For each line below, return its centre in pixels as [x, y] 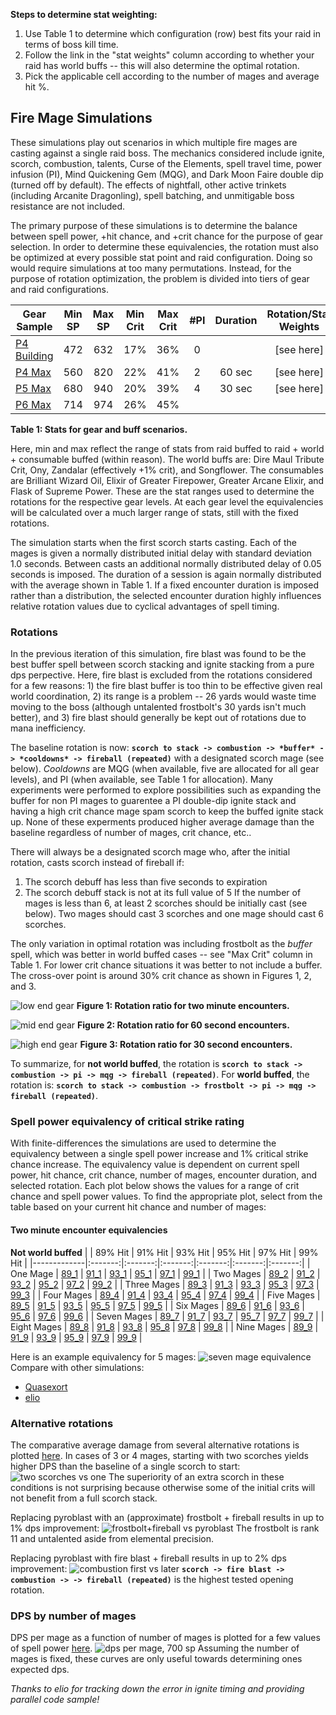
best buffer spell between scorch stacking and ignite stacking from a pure [162, 665]
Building [34, 356]
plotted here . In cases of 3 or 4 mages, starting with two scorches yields [159, 1455]
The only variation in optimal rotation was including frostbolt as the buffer [161, 944]
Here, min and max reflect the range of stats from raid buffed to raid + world [167, 448]
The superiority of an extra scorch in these [196, 1476]
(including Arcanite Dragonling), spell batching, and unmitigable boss [152, 195]
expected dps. [40, 1670]
